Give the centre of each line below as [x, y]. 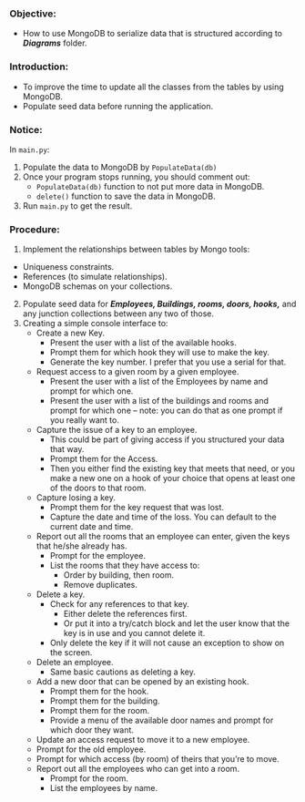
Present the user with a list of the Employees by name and [159, 382]
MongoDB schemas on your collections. [97, 286]
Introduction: [39, 67]
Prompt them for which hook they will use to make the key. [160, 353]
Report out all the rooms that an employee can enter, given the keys [163, 537]
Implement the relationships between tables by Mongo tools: [136, 250]
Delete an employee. [75, 663]
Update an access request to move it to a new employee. [143, 740]
